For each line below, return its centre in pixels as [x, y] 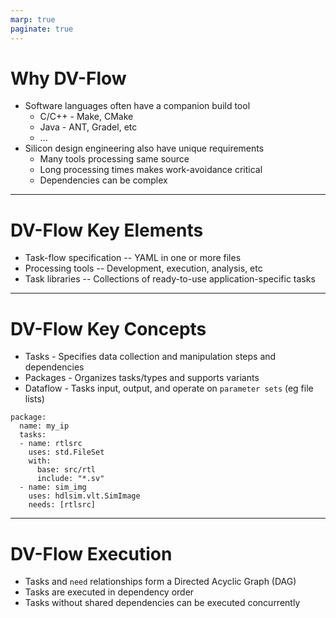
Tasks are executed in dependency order [109, 592]
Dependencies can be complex [103, 180]
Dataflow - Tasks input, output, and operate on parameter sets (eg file [169, 388]
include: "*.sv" [70, 479]
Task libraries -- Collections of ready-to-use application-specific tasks [170, 279]
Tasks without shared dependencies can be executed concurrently [162, 603]
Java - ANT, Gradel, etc [88, 127]
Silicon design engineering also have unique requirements [144, 148]
